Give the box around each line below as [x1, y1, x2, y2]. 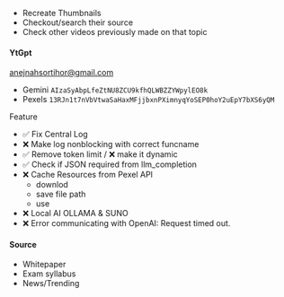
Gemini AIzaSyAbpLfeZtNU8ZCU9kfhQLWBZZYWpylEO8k [22, 84, 209, 95]
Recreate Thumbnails [22, 8, 102, 18]
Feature [9, 111, 38, 122]
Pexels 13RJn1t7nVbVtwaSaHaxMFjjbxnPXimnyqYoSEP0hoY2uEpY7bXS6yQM [22, 94, 275, 105]
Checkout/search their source [22, 17, 133, 28]
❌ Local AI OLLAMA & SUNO [22, 208, 129, 219]
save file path [35, 188, 86, 200]
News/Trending [22, 278, 80, 289]
